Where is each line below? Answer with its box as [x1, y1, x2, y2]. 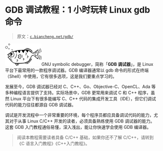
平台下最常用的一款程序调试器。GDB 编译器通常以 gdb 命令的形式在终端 [5, 67, 149, 73]
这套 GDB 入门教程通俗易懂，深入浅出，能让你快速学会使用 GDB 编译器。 [5, 124, 151, 130]
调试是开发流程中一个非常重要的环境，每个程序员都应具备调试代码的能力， [5, 112, 154, 118]
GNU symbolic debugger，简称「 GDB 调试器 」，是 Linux [41, 61, 154, 67]
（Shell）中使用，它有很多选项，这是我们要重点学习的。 [5, 73, 117, 79]
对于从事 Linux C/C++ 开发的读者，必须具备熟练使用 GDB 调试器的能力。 [9, 118, 155, 124]
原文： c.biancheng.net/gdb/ [16, 33, 74, 39]
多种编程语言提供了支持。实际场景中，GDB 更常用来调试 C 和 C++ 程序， [5, 90, 151, 95]
